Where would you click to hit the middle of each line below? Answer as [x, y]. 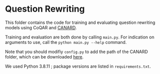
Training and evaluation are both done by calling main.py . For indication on [80, 37]
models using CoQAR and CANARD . [41, 27]
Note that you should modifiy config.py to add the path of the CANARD [76, 52]
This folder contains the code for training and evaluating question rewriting [80, 22]
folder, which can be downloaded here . [44, 56]
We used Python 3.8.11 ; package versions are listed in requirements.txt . [78, 66]
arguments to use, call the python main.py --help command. [66, 42]
